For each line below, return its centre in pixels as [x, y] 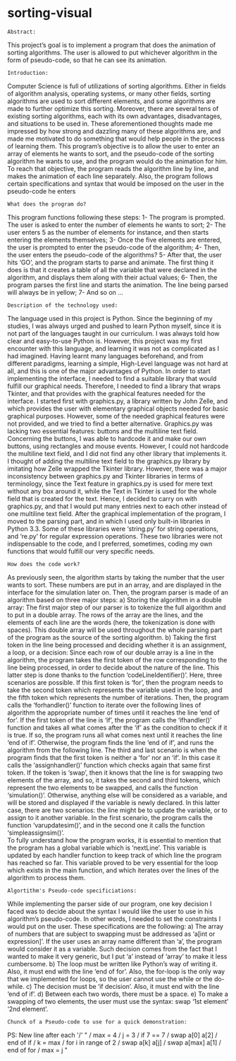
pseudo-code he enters [42, 191]
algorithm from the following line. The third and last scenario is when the [112, 750]
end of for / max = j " [38, 1050]
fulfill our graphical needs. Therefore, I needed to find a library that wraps [114, 386]
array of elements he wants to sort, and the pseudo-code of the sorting [111, 153]
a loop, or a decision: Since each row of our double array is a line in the [111, 652]
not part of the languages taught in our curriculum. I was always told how [113, 333]
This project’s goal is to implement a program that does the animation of [112, 45]
